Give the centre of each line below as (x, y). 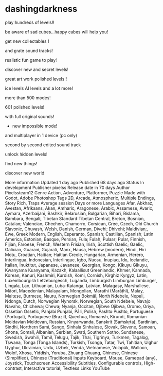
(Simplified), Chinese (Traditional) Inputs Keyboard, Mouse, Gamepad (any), (81, 358)
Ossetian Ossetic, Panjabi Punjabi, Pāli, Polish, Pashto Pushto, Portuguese (79, 311)
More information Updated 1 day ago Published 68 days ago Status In (75, 182)
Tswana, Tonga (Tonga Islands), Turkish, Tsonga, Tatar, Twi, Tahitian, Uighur (81, 342)
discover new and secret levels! (37, 69)
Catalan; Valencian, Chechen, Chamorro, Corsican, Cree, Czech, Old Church (82, 223)
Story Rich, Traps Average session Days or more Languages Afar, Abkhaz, (79, 203)
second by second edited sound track (43, 145)
